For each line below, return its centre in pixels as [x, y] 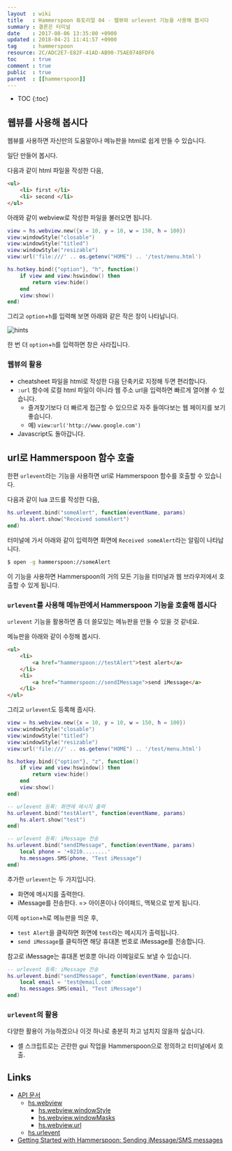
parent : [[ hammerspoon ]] [46, 79]
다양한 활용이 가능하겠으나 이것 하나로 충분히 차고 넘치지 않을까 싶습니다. [106, 1031]
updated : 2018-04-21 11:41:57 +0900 [62, 40]
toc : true [29, 60]
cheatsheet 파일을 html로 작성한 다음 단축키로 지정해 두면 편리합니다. [112, 381]
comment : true [29, 66]
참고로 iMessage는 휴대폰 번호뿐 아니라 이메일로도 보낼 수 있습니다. [100, 956]
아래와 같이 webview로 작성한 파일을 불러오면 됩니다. [80, 217]
